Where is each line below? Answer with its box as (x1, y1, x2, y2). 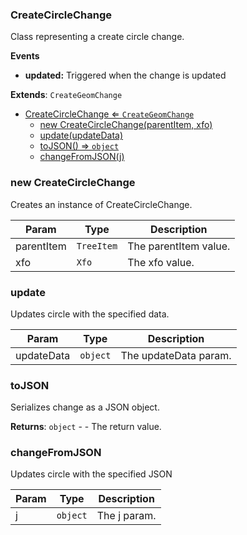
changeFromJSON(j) (39, 151, 125, 163)
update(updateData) (39, 129, 124, 142)
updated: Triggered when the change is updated (24, 69, 227, 82)
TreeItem (76, 240, 118, 252)
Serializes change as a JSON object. (10, 401, 160, 413)
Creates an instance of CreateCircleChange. (10, 198, 193, 210)
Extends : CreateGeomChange (10, 89, 123, 101)
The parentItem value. (127, 239, 231, 253)
